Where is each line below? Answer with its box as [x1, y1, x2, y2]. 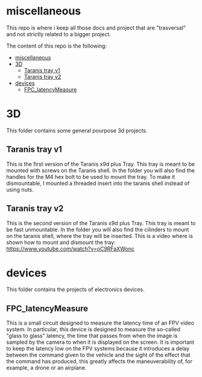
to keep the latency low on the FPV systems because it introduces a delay [6, 345, 190, 352]
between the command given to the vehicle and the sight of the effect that [6, 351, 191, 359]
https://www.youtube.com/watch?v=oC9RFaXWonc [6, 245, 134, 252]
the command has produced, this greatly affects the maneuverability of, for [6, 358, 193, 365]
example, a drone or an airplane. [6, 364, 87, 372]
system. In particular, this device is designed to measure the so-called [6, 326, 181, 333]
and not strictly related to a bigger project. [6, 30, 112, 37]
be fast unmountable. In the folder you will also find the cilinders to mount [6, 226, 189, 233]
